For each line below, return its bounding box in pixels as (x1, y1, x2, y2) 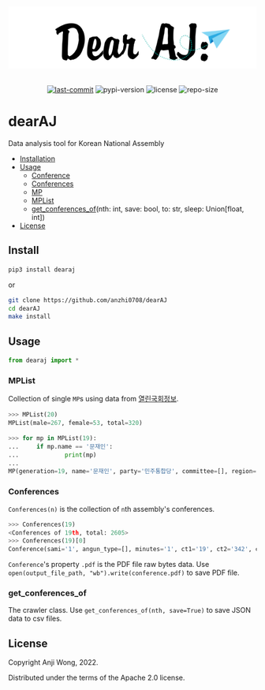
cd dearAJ (8, 304, 41, 312)
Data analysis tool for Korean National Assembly (8, 138, 165, 147)
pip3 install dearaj (8, 266, 77, 274)
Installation (19, 154, 56, 163)
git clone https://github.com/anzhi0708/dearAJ (8, 296, 168, 304)
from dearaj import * (8, 356, 80, 364)
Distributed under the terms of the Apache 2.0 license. (8, 673, 185, 683)
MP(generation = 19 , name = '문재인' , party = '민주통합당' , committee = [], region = (8, 468, 256, 476)
